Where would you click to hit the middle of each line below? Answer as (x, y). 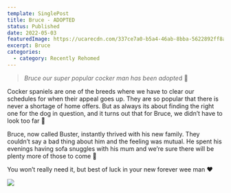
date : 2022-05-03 (32, 33)
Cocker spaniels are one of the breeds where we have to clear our (101, 91)
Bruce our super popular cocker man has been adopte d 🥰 (106, 78)
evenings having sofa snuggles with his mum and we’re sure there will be (111, 148)
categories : (24, 52)
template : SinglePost (38, 13)
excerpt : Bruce (29, 45)
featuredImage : (29, 39)
